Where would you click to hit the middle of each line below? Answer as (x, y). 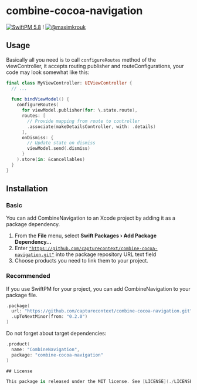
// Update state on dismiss (61, 143)
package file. (22, 295)
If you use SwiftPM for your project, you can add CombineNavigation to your (98, 288)
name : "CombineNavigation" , (46, 349)
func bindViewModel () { (40, 99)
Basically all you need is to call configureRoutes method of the (81, 59)
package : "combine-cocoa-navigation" (57, 355)
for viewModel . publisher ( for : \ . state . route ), (79, 110)
